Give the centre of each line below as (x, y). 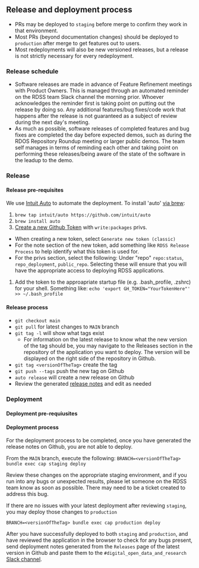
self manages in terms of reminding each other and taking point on (96, 148)
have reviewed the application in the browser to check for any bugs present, (99, 540)
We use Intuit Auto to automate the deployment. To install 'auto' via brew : (96, 203)
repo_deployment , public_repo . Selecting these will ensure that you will (101, 264)
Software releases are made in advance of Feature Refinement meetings (103, 84)
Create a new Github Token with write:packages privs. (81, 227)
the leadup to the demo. (44, 160)
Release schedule (32, 71)
